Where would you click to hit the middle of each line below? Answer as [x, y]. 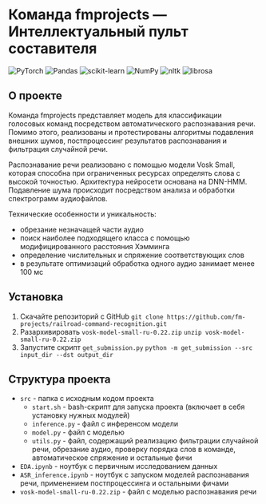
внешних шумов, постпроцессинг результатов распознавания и [118, 141]
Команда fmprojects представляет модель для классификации [115, 115]
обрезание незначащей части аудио [81, 229]
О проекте [35, 96]
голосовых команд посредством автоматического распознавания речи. [132, 123]
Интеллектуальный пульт [99, 32]
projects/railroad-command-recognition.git [93, 324]
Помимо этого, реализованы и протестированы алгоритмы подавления [131, 132]
